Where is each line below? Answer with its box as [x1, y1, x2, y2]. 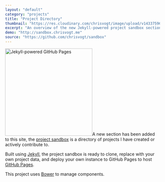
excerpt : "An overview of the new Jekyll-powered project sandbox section [5, 26, 162, 30]
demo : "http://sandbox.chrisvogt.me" [5, 30, 82, 35]
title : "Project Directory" [5, 16, 63, 21]
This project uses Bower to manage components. [5, 171, 105, 177]
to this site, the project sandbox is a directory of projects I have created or [5, 136, 155, 142]
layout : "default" [5, 7, 43, 12]
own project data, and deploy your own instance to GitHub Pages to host [5, 156, 152, 162]
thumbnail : [5, 21, 27, 26]
